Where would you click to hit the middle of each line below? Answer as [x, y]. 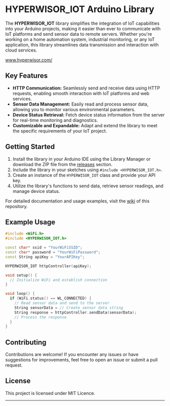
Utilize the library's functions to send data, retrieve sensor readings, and [88, 186]
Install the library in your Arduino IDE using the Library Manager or [81, 159]
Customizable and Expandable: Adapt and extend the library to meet [85, 125]
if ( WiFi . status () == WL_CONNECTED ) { [51, 298]
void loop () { [20, 294]
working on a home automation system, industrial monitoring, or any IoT [80, 39]
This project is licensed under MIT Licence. [50, 393]
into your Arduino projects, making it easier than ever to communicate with [83, 28]
